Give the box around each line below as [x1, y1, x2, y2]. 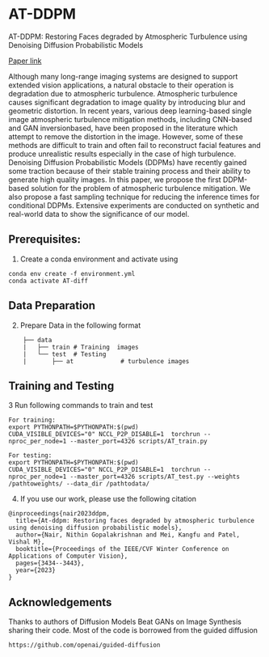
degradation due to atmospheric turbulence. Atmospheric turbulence [8, 88, 238, 98]
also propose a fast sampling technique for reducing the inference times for [8, 192, 260, 201]
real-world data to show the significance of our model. [8, 209, 190, 218]
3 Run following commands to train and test [8, 401, 153, 410]
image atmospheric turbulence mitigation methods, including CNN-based [8, 114, 253, 124]
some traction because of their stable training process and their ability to [8, 166, 250, 176]
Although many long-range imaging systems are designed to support [8, 71, 238, 81]
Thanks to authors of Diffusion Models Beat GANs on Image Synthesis [8, 617, 242, 627]
